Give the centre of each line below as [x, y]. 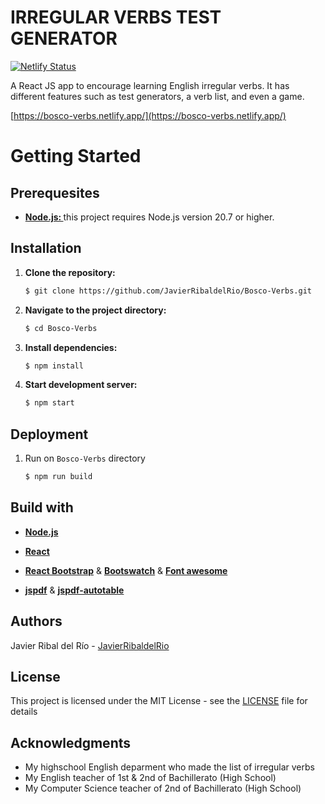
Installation [46, 248]
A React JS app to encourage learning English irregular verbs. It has [150, 85]
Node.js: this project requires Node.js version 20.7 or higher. [149, 217]
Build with [42, 507]
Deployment [49, 434]
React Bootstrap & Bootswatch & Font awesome [126, 570]
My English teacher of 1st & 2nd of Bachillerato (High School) [150, 778]
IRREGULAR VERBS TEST [116, 17]
